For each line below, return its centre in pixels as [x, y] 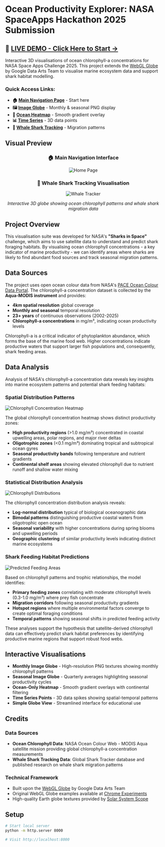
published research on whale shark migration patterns [67, 765]
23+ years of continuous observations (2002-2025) [65, 316]
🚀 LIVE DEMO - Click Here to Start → [62, 48]
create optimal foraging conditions [47, 613]
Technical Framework [32, 778]
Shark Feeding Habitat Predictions [47, 557]
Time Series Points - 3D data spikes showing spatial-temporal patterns [85, 698]
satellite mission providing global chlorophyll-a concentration [75, 749]
